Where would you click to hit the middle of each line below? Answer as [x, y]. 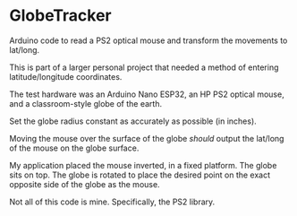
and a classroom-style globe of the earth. [86, 103]
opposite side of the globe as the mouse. [85, 184]
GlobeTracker [60, 16]
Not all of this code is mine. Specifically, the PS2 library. [112, 202]
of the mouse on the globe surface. [74, 148]
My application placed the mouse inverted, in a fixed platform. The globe [143, 165]
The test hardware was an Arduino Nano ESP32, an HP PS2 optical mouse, [147, 94]
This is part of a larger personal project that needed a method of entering [144, 67]
